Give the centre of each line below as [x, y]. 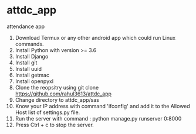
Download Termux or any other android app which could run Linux [95, 37]
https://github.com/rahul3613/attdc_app [63, 94]
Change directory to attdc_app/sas [57, 99]
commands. [29, 44]
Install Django [32, 56]
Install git [26, 63]
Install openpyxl [34, 81]
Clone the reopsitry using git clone [57, 87]
